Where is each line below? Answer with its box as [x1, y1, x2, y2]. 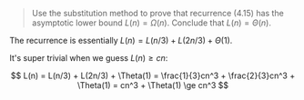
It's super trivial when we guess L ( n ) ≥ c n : [9, 53, 168, 63]
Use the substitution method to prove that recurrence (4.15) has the [31, 8, 284, 18]
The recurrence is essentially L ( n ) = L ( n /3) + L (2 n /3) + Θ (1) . [9, 35, 233, 45]
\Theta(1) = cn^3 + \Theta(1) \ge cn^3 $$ [76, 80, 229, 90]
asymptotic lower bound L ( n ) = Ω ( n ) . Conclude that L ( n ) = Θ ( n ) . [31, 17, 271, 28]
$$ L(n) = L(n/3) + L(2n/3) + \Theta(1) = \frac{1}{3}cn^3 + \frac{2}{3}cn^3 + [10, 70, 296, 81]
